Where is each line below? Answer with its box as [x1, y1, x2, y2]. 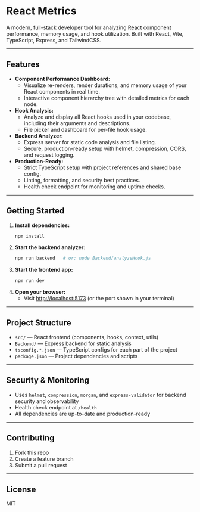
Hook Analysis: [14, 107, 54, 114]
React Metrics [6, 4, 77, 18]
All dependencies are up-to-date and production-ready [14, 410, 151, 417]
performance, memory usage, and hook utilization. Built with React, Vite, [6, 30, 184, 37]
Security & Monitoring [6, 376, 90, 386]
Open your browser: [14, 288, 66, 296]
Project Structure [6, 318, 71, 328]
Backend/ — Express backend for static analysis [14, 340, 132, 347]
